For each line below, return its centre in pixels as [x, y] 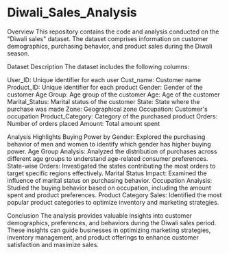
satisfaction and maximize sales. [53, 244]
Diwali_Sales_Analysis [72, 13]
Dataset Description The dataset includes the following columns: [98, 66]
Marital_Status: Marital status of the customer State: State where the [104, 101]
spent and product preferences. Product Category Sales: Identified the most [114, 195]
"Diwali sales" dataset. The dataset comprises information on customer [108, 38]
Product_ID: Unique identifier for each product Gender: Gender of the [105, 87]
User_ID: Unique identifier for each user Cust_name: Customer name [104, 79]
